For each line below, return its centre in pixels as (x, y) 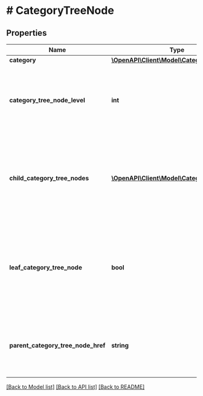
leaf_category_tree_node (46, 267)
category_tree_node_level (47, 100)
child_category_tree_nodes (49, 178)
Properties (27, 33)
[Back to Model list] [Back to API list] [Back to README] (76, 387)
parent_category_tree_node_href (57, 345)
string (120, 345)
